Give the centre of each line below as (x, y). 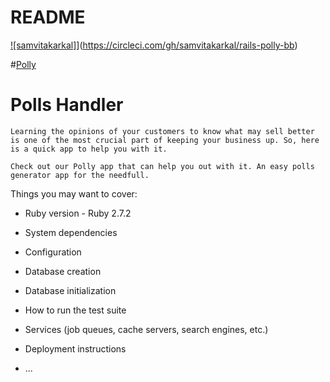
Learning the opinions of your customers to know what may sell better (162, 131)
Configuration (53, 252)
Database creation (63, 271)
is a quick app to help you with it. (89, 149)
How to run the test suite (75, 310)
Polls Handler (67, 105)
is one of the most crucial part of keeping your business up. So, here (165, 140)
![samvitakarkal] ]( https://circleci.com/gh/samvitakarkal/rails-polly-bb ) (154, 45)
